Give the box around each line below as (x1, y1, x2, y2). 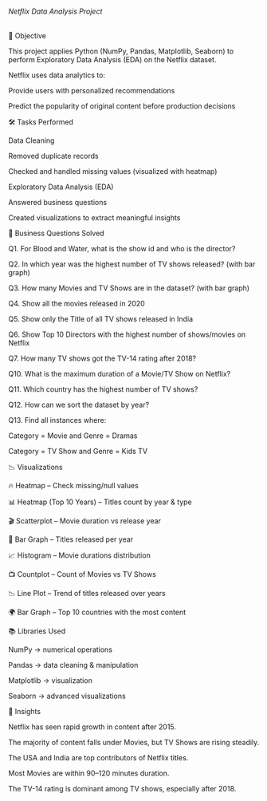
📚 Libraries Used (8, 626, 66, 636)
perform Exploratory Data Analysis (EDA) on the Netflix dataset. (8, 55, 217, 65)
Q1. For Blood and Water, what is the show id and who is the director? (8, 244, 236, 254)
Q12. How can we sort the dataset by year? (8, 400, 150, 410)
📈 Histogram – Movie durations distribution (8, 550, 151, 560)
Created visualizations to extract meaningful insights (8, 213, 181, 223)
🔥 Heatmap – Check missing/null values (8, 481, 139, 491)
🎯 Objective (8, 31, 46, 41)
